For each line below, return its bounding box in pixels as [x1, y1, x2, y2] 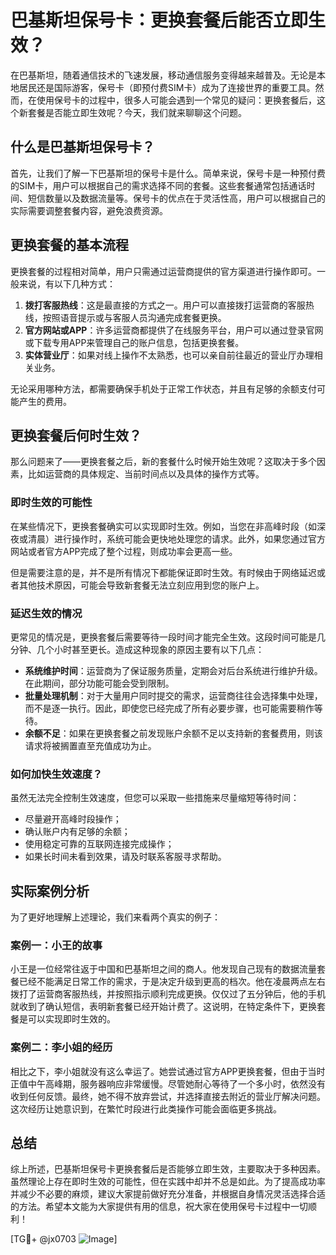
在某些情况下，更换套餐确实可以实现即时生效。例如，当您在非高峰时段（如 [10, 520, 317, 532]
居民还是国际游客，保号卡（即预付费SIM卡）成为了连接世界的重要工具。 [18, 81, 316, 93]
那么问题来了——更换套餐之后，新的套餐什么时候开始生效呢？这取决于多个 [10, 456, 317, 468]
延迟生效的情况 [10, 606, 83, 620]
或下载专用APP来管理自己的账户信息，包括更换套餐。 [24, 336, 245, 348]
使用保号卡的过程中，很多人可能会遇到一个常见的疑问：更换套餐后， [36, 94, 317, 106]
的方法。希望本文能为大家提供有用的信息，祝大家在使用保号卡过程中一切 [10, 1201, 308, 1213]
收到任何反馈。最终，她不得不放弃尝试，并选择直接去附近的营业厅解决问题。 [10, 1090, 326, 1102]
